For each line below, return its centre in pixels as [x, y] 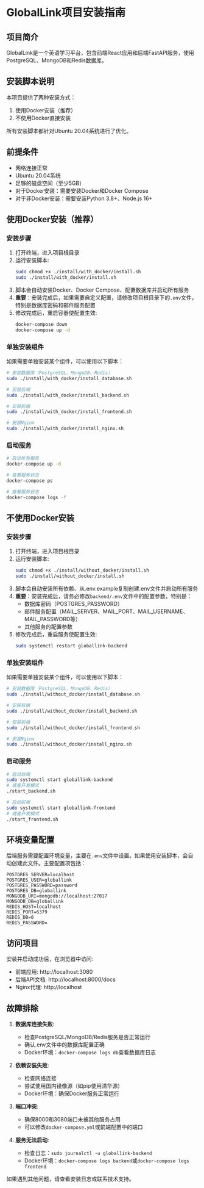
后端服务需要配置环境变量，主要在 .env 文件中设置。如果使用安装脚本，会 [97, 855]
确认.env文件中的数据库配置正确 [64, 1045]
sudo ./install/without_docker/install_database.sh [73, 694]
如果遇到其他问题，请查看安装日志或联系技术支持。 [70, 1179]
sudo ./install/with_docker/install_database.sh [69, 378]
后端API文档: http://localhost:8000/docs [65, 979]
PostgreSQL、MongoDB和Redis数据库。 [57, 60]
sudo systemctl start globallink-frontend [61, 808]
